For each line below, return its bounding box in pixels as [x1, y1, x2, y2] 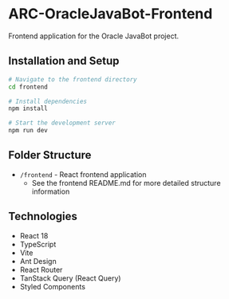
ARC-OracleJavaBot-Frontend [8, 5, 213, 23]
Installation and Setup [8, 54, 120, 68]
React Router [19, 265, 63, 274]
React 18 [19, 230, 49, 240]
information [31, 187, 70, 196]
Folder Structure [8, 148, 92, 162]
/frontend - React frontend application [19, 169, 147, 179]
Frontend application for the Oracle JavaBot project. [8, 31, 180, 41]
